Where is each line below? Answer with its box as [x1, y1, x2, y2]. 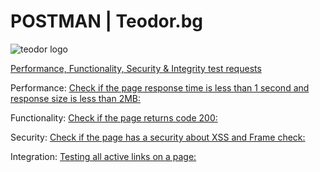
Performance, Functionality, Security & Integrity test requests [10, 62, 262, 74]
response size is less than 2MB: [10, 92, 142, 104]
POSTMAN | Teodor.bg [10, 10, 204, 33]
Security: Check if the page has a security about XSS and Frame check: [10, 131, 306, 143]
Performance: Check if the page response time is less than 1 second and [10, 81, 310, 94]
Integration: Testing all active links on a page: [10, 150, 197, 162]
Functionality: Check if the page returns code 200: [10, 111, 218, 124]
